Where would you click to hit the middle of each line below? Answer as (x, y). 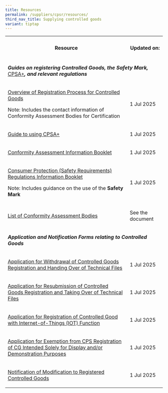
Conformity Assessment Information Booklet (60, 152)
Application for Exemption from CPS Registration (65, 341)
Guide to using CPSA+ (34, 134)
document (142, 219)
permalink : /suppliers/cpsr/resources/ (47, 15)
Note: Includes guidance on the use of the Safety (65, 188)
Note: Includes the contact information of (56, 109)
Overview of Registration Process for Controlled (64, 92)
